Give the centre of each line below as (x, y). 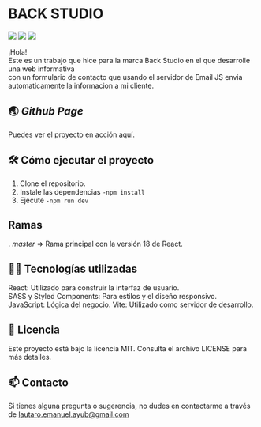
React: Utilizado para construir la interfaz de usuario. (94, 288)
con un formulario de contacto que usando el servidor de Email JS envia (125, 77)
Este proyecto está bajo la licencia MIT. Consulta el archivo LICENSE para (127, 348)
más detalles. (30, 357)
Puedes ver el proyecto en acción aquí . (72, 134)
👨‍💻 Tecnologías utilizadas (73, 268)
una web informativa (41, 69)
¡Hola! (18, 51)
